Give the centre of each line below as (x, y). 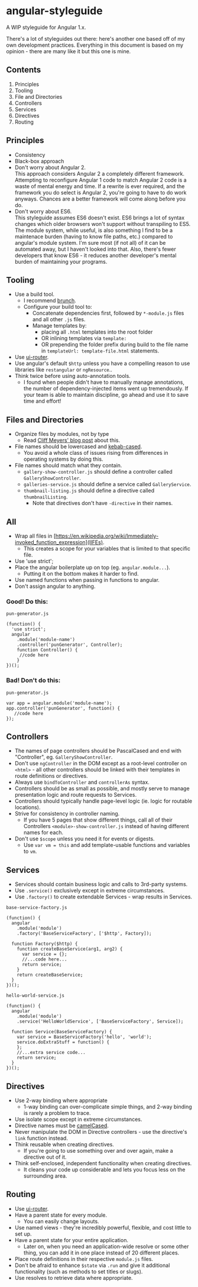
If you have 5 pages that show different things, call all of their (98, 820)
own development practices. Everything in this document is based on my (95, 45)
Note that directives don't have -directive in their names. (103, 503)
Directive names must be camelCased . (62, 1126)
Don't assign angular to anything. (55, 586)
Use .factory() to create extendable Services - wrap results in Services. (103, 897)
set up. (23, 1234)
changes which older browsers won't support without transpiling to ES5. (103, 224)
